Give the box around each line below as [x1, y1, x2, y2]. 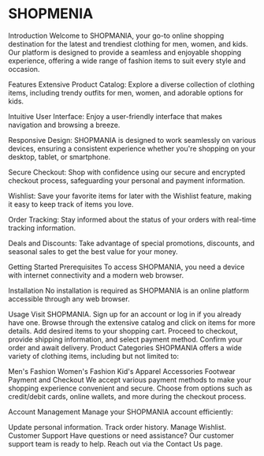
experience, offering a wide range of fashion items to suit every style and [8, 56, 246, 65]
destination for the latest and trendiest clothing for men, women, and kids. [8, 39, 248, 48]
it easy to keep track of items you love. [8, 199, 134, 209]
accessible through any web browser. [8, 293, 130, 304]
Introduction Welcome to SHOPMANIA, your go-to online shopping [8, 31, 225, 40]
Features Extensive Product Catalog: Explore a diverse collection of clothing [8, 80, 255, 89]
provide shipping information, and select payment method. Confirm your [8, 335, 243, 344]
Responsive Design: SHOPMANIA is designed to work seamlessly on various [8, 135, 256, 144]
